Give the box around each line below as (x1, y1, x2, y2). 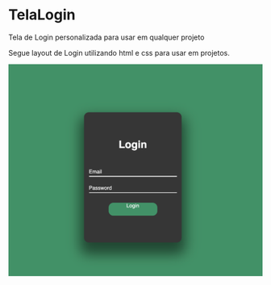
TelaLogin (8, 6, 76, 24)
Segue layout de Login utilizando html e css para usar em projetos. (8, 48, 230, 57)
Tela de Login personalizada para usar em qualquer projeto (8, 32, 205, 42)
